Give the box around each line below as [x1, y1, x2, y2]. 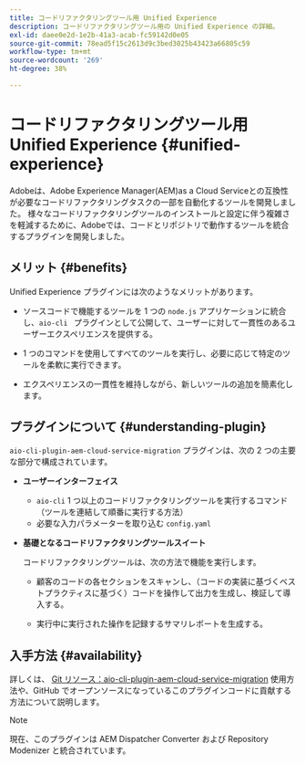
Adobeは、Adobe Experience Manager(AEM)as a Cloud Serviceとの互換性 [9, 184, 290, 196]
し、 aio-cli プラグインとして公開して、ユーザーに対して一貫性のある [22, 317, 289, 328]
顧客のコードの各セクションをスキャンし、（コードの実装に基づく [36, 576, 280, 587]
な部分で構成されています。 [9, 456, 113, 467]
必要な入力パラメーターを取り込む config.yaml [36, 518, 211, 529]
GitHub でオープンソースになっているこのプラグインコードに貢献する [33, 686, 291, 696]
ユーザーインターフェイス [22, 476, 118, 487]
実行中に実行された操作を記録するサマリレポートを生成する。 [36, 618, 269, 630]
